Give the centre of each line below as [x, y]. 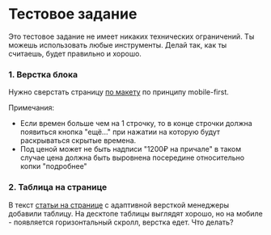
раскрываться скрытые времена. [78, 141]
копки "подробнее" [53, 166]
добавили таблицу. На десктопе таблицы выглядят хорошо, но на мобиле [135, 213]
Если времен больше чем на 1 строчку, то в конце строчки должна [136, 124]
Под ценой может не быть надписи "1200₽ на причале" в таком [131, 149]
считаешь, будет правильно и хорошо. [75, 53]
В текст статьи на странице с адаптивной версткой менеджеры [119, 205]
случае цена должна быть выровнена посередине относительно [132, 157]
